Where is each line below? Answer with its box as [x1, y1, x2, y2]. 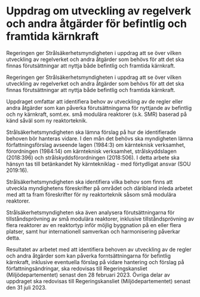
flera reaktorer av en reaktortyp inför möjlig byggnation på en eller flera [6, 221, 181, 228]
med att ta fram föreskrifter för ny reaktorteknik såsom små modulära [6, 191, 177, 198]
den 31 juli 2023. [6, 284, 47, 291]
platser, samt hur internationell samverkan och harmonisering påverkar [6, 228, 180, 235]
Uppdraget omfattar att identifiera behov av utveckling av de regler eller [6, 97, 183, 105]
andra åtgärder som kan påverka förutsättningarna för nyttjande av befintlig [6, 104, 192, 111]
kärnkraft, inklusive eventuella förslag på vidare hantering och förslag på [6, 258, 184, 265]
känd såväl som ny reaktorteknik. [6, 117, 88, 124]
